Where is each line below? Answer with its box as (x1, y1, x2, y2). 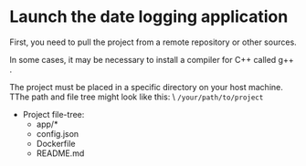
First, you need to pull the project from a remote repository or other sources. (9, 36, 297, 47)
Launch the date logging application (9, 6, 289, 27)
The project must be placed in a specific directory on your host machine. (9, 81, 283, 92)
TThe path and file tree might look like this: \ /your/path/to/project (9, 91, 264, 102)
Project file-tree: (22, 109, 85, 119)
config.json (36, 128, 79, 139)
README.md (36, 148, 85, 159)
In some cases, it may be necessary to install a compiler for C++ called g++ (9, 54, 294, 65)
